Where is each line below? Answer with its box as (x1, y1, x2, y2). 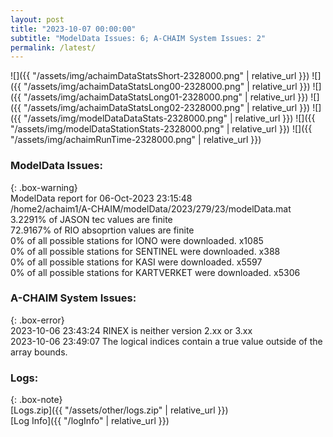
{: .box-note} (10, 394, 63, 406)
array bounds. (10, 346, 68, 358)
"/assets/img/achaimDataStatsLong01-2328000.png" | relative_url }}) (23, 91, 309, 103)
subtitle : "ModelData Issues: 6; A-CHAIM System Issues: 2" (10, 33, 267, 43)
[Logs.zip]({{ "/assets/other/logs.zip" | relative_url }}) (10, 404, 229, 416)
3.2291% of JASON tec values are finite (10, 213, 173, 225)
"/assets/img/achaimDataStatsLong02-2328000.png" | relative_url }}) (23, 102, 311, 114)
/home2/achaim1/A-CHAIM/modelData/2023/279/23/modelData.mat (10, 202, 292, 215)
